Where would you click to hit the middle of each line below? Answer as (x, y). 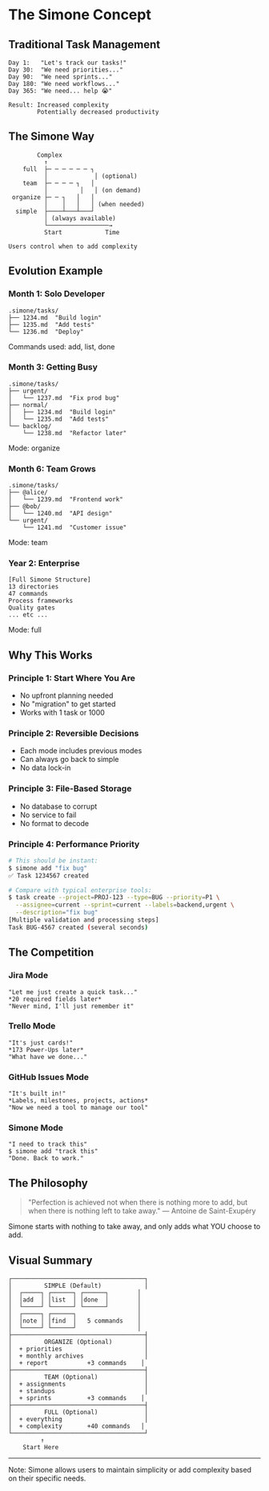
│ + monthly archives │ (78, 1356)
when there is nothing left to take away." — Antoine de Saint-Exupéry (142, 1211)
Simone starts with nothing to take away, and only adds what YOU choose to (134, 1227)
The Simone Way (51, 137)
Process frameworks (41, 601)
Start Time (82, 232)
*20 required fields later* (55, 999)
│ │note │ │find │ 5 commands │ (75, 1321)
